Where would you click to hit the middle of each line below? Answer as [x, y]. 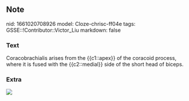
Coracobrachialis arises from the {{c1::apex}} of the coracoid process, [91, 58]
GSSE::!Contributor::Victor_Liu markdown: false [63, 30]
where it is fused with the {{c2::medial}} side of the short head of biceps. [95, 65]
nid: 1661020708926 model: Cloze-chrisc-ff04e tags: [71, 23]
